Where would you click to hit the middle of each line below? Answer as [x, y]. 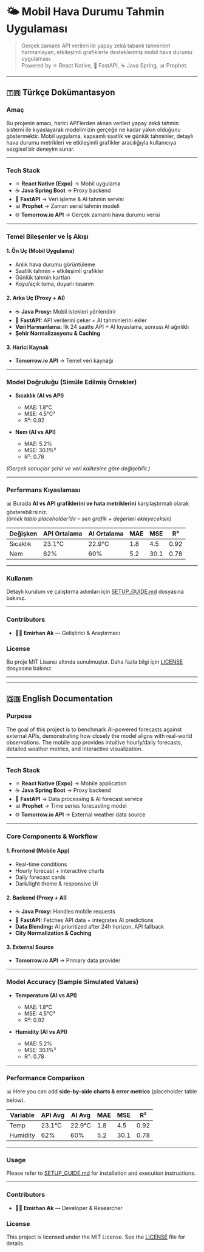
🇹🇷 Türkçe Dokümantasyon [61, 93]
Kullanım [20, 578]
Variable [22, 1115]
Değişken [23, 534]
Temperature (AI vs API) [46, 995]
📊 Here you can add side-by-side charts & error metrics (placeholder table [102, 1092]
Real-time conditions [41, 864]
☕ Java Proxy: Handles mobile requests [65, 912]
